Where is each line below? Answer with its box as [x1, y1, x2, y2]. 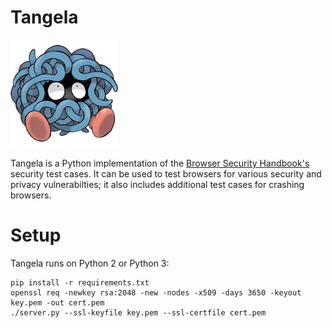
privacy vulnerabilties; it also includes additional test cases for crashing [10, 178, 305, 190]
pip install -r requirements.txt [10, 277, 150, 288]
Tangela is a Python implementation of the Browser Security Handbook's [10, 157, 310, 169]
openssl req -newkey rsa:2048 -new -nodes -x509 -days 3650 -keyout [10, 287, 302, 298]
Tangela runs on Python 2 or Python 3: [10, 257, 170, 269]
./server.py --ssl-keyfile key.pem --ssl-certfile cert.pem [10, 307, 267, 318]
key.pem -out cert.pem [10, 297, 105, 308]
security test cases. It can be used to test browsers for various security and [10, 167, 322, 180]
